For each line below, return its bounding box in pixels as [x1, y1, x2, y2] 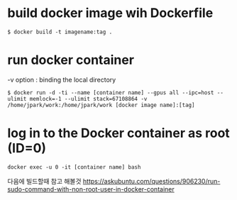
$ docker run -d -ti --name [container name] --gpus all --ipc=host [7, 89, 214, 96]
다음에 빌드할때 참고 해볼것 [7, 177, 82, 185]
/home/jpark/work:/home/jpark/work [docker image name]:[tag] [7, 101, 195, 109]
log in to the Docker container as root [7, 126, 231, 141]
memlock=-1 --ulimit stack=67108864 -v [29, 95, 148, 102]
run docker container [7, 52, 135, 68]
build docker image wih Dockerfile [7, 5, 214, 21]
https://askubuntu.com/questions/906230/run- [82, 177, 221, 185]
